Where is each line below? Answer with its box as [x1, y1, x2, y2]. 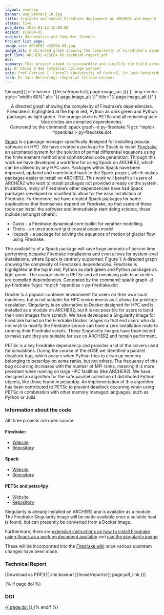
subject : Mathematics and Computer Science [5, 35, 95, 40]
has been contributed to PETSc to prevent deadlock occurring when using [5, 384, 154, 389]
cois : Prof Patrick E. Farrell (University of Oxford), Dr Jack [5, 71, 139, 76]
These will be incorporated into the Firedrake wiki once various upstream [5, 543, 152, 549]
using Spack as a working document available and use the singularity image [5, 533, 158, 539]
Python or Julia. [5, 394, 37, 400]
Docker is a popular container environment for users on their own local [5, 291, 147, 297]
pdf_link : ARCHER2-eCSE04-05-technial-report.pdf [5, 52, 108, 58]
